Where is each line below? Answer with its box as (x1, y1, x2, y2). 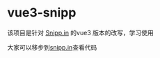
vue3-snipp (7, 5, 77, 21)
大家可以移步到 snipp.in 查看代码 (7, 43, 97, 51)
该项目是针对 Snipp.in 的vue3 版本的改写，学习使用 (7, 28, 154, 37)
